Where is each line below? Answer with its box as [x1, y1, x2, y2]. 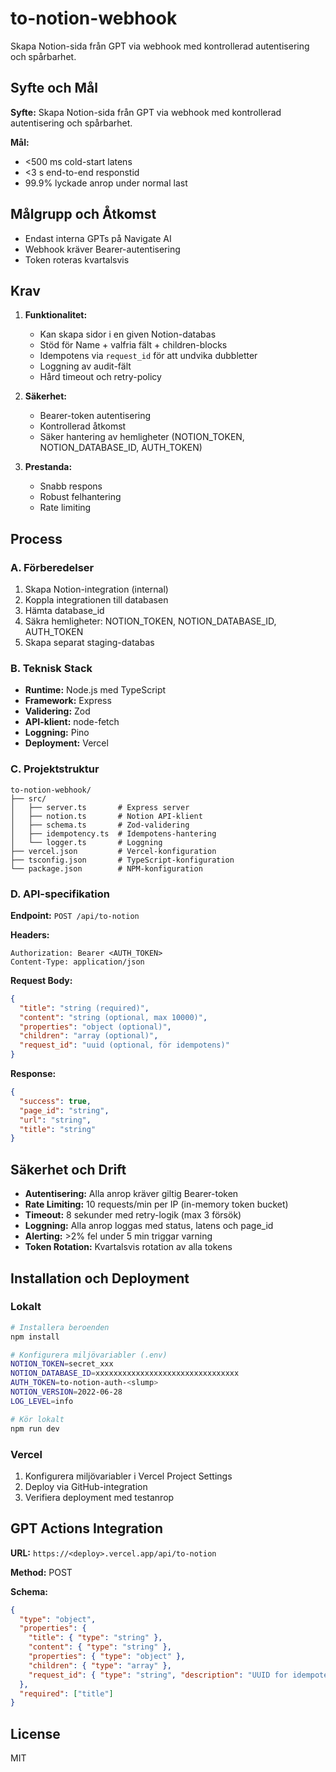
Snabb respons [39, 480, 103, 492]
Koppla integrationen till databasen [24, 594, 169, 606]
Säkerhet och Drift [10, 1161, 127, 1178]
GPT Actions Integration [10, 1520, 164, 1537]
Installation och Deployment [10, 1270, 190, 1287]
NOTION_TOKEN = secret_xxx [10, 1359, 114, 1369]
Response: [10, 1068, 57, 1080]
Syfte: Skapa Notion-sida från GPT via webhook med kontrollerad [10, 106, 282, 118]
